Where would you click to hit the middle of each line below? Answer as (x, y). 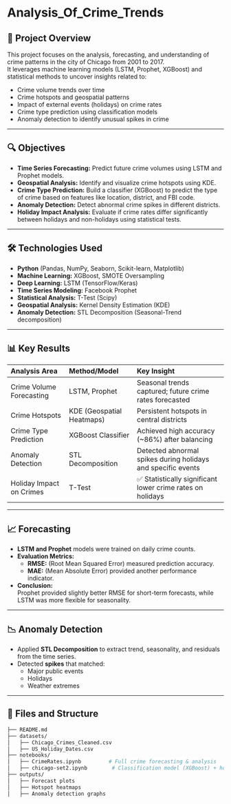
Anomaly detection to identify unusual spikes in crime (93, 119)
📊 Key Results (39, 349)
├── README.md (27, 730)
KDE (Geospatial (95, 411)
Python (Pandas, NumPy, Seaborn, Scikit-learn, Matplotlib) (100, 268)
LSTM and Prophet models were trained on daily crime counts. (106, 549)
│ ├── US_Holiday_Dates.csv (51, 749)
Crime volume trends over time (61, 90)
